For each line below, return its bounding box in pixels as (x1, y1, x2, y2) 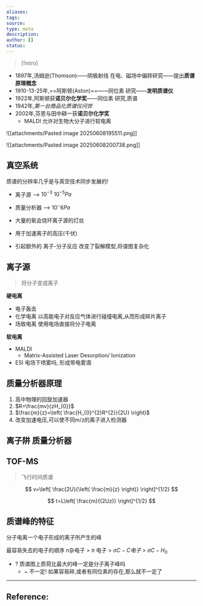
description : (6, 32, 39, 38)
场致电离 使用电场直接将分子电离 (14, 320, 97, 328)
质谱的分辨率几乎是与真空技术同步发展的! (6, 177, 109, 185)
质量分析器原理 (6, 379, 62, 389)
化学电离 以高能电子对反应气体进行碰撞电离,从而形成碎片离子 (14, 312, 167, 320)
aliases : (6, 8, 28, 15)
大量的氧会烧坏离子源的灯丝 (14, 217, 85, 224)
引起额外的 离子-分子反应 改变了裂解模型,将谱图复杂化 (14, 243, 150, 249)
